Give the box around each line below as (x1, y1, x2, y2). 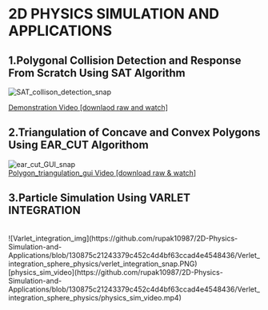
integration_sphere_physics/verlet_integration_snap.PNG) (8, 259, 198, 268)
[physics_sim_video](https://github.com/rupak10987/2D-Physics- (8, 267, 224, 276)
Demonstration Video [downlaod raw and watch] (8, 103, 168, 112)
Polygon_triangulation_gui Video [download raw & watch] (8, 168, 197, 177)
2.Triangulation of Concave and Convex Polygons (8, 125, 261, 140)
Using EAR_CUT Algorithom (8, 138, 150, 152)
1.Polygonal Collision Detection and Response (8, 54, 242, 67)
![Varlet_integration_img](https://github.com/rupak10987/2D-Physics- (8, 233, 238, 243)
